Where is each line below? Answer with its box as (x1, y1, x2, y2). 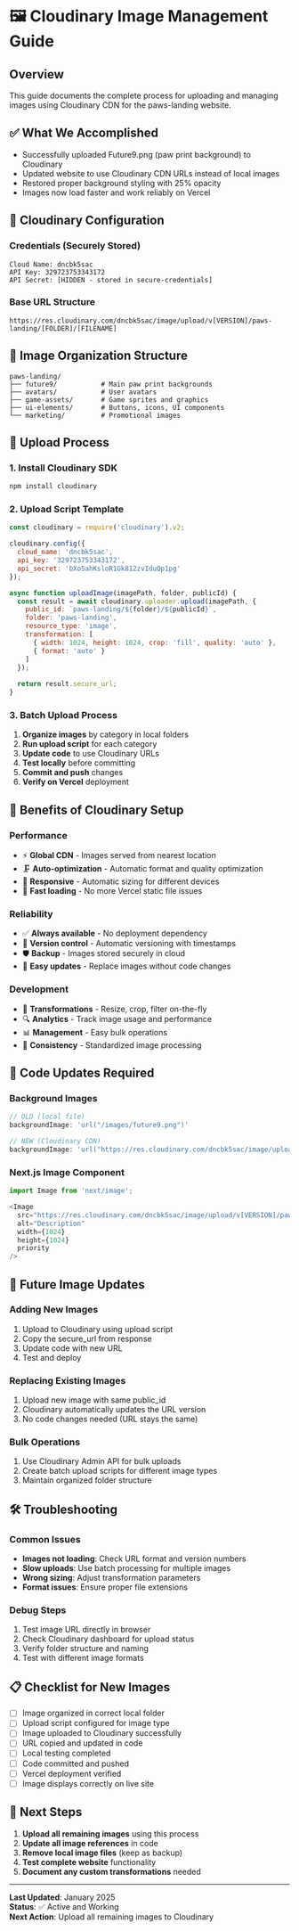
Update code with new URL (21, 1342, 123, 1354)
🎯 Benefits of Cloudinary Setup (9, 802, 184, 817)
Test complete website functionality (21, 1856, 157, 1867)
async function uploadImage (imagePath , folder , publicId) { (9, 588, 238, 597)
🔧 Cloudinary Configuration (9, 213, 165, 228)
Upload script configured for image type (21, 1718, 171, 1729)
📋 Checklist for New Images (9, 1680, 171, 1695)
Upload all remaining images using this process (21, 1828, 199, 1839)
